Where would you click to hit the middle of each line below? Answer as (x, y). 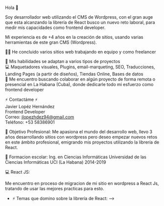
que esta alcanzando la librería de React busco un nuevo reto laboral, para (80, 22)
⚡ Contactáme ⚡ (22, 99)
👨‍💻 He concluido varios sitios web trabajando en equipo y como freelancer (81, 52)
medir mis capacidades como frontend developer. (55, 28)
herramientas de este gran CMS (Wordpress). (51, 42)
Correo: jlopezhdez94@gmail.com (40, 117)
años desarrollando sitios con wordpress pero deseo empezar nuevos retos (81, 137)
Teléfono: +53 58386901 (30, 122)
